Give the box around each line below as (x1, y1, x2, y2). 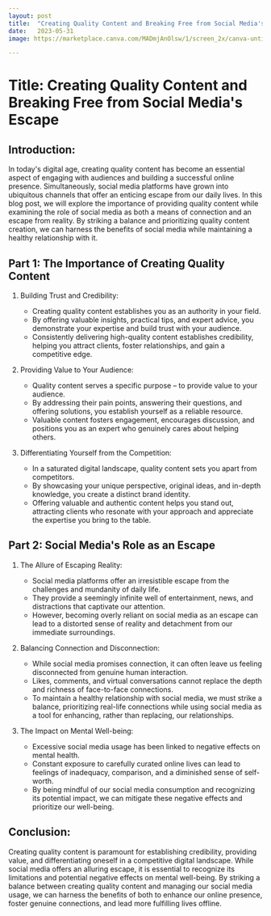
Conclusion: (8, 825, 71, 839)
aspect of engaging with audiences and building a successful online (8, 173, 235, 183)
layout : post (8, 11, 52, 20)
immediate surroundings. (31, 627, 115, 637)
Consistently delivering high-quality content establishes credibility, (31, 333, 254, 342)
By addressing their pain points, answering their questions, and (31, 398, 243, 408)
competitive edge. (31, 350, 93, 359)
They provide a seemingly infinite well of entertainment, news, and (31, 592, 254, 603)
